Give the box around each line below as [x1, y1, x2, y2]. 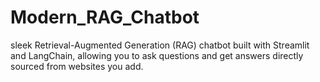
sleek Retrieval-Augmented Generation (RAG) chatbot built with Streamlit [10, 39, 310, 51]
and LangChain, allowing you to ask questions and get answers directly [10, 49, 304, 61]
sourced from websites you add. [10, 60, 144, 72]
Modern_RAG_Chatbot [10, 6, 200, 29]
